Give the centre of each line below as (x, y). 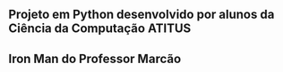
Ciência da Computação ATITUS (100, 29)
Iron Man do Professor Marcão (95, 58)
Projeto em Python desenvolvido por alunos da (141, 15)
